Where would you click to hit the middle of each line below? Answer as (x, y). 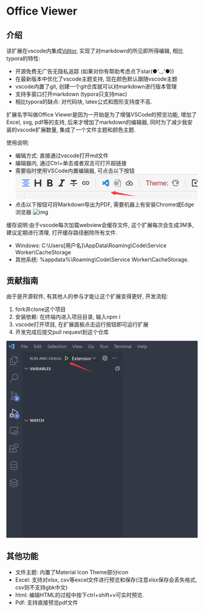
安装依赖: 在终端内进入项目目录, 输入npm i (68, 317)
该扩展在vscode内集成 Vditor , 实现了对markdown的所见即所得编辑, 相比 (95, 51)
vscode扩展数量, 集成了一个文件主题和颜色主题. (76, 130)
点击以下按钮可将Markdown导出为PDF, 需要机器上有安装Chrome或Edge (104, 205)
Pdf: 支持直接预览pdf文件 (46, 602)
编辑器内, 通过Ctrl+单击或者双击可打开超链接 (71, 163)
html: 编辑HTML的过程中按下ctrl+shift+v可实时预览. (80, 595)
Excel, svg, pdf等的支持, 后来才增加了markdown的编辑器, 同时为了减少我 (97, 122)
